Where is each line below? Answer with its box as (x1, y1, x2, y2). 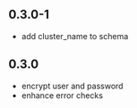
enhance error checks (21, 89, 104, 101)
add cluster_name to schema (21, 30, 129, 41)
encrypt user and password (21, 80, 124, 91)
